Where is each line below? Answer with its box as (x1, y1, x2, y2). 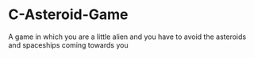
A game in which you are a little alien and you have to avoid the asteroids (8, 32, 247, 41)
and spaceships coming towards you (8, 40, 129, 49)
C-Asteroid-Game (8, 6, 129, 24)
